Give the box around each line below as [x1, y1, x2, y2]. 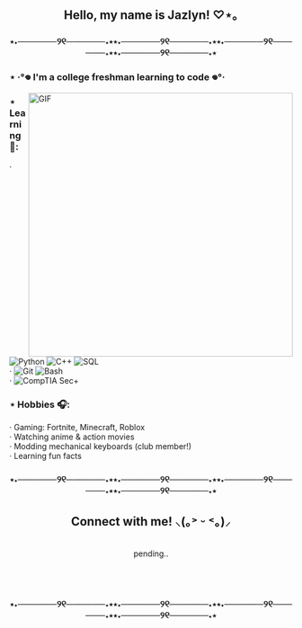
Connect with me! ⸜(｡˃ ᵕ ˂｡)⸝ [70, 514, 232, 529]
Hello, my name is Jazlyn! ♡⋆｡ [64, 7, 238, 23]
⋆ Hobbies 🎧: [9, 398, 70, 411]
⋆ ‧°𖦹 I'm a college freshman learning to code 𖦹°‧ [9, 71, 226, 84]
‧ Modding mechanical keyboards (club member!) [9, 440, 191, 451]
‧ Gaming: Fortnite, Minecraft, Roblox [9, 421, 146, 432]
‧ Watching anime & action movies [9, 431, 135, 442]
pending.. [133, 548, 169, 559]
